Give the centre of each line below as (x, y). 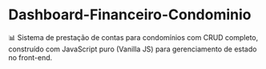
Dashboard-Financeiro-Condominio (130, 15)
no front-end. (30, 57)
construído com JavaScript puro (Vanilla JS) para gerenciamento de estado (133, 49)
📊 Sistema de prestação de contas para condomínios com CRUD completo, (133, 37)
